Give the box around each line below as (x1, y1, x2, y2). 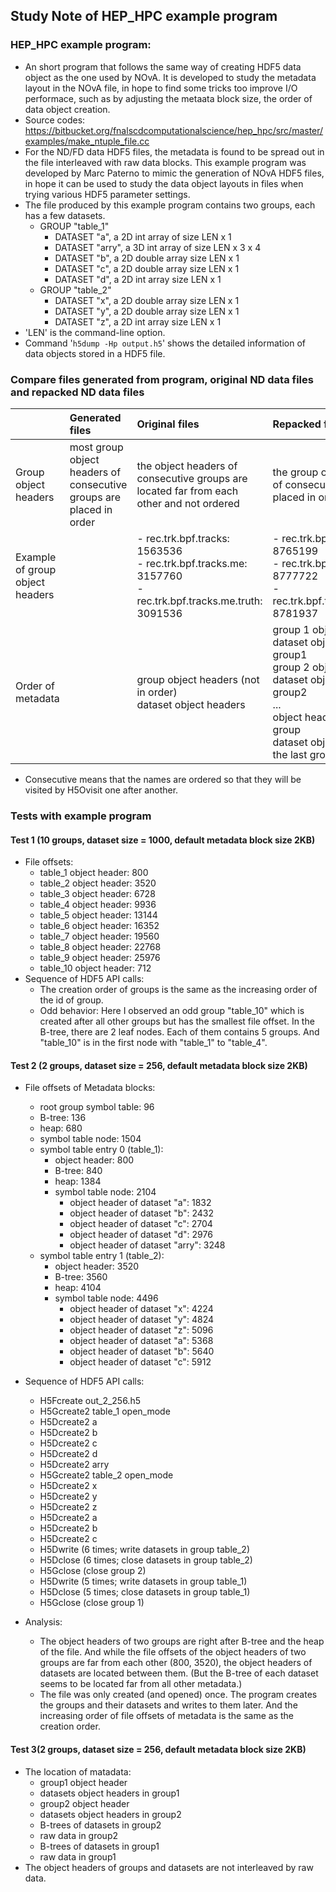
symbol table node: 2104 (54, 1186, 157, 1198)
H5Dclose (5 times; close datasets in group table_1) (39, 1586, 251, 1598)
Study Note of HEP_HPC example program (10, 8, 278, 25)
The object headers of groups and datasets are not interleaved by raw (24, 1861, 314, 1873)
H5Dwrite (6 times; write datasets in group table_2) (39, 1544, 251, 1556)
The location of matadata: (24, 1765, 132, 1778)
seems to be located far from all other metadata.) (39, 1678, 243, 1690)
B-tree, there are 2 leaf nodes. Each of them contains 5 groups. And (39, 1026, 320, 1038)
